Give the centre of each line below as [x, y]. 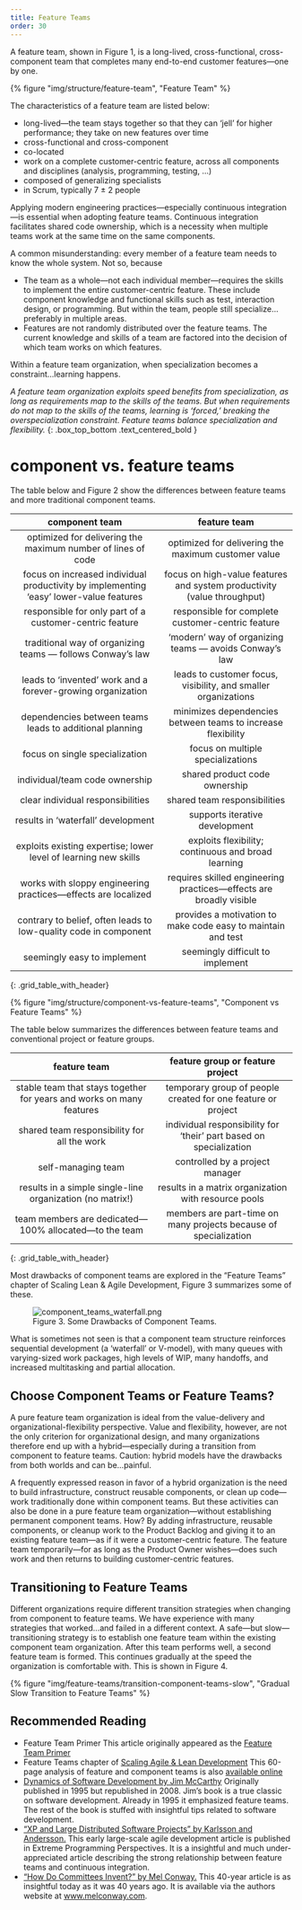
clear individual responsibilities [85, 800]
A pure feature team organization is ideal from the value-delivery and [138, 1418]
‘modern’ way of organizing [226, 637]
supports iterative [226, 815]
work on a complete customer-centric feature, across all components [151, 161]
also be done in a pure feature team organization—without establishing [141, 1511]
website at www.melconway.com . [85, 1896]
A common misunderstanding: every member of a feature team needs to [143, 253]
